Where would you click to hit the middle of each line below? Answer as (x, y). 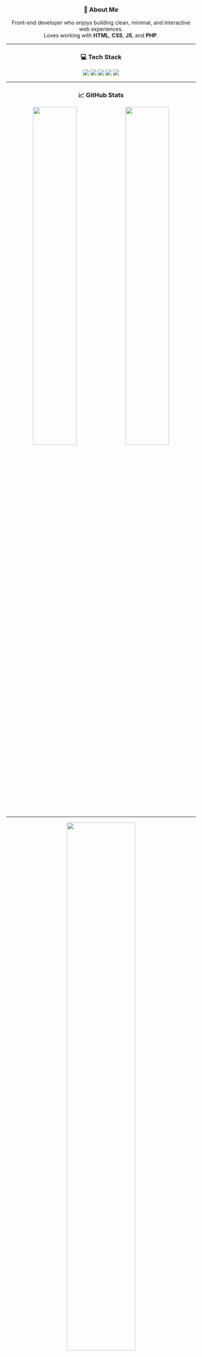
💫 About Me (101, 10)
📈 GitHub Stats (101, 95)
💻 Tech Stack (101, 57)
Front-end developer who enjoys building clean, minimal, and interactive (101, 23)
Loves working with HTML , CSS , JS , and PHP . (101, 36)
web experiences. (101, 29)
